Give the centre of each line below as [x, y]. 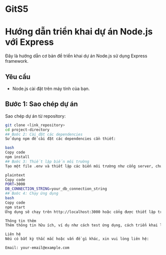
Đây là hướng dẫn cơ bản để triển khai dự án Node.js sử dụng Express [76, 56]
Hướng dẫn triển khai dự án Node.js [79, 32]
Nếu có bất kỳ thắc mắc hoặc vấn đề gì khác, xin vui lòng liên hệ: [77, 239]
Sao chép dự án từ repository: [35, 116]
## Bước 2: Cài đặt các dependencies [44, 134]
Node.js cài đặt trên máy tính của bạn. [51, 88]
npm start [15, 207]
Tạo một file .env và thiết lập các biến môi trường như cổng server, [79, 166]
